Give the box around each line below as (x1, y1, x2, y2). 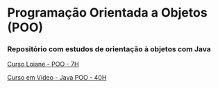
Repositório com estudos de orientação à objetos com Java (7, 44, 212, 54)
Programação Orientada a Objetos (7, 5, 208, 21)
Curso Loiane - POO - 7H (7, 60, 79, 69)
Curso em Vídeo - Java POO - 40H (7, 73, 107, 82)
